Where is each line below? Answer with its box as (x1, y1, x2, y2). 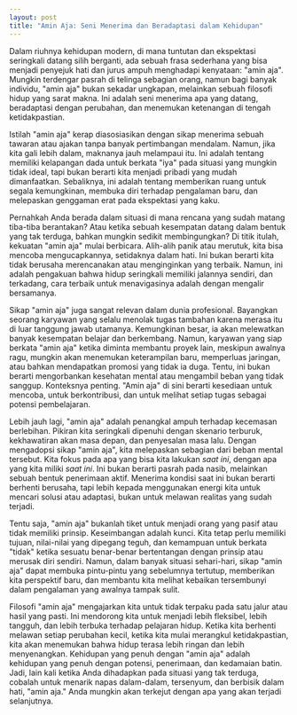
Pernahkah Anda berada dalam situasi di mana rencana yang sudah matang (9, 212, 285, 223)
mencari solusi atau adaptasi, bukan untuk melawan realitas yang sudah (9, 491, 272, 502)
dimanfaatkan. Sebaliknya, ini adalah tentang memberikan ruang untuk (9, 176, 267, 186)
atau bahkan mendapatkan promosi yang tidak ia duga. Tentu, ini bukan (9, 361, 270, 372)
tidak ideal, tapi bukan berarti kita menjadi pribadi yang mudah (9, 166, 238, 177)
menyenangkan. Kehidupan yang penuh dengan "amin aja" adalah (9, 648, 251, 659)
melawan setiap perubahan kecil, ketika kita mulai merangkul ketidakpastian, (9, 629, 289, 640)
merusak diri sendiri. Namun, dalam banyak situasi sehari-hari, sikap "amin (9, 555, 283, 566)
